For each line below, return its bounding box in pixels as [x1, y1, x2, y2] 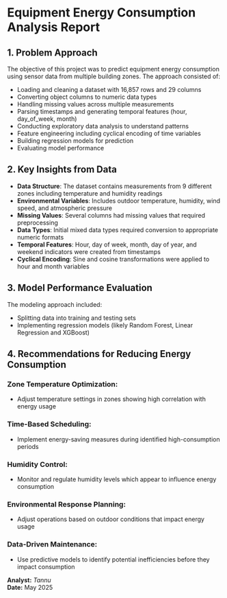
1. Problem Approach [7, 47, 98, 58]
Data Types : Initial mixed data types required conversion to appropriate [16, 225, 219, 234]
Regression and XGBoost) [16, 328, 90, 336]
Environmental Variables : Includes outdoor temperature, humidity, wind [16, 196, 221, 205]
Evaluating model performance [16, 144, 105, 152]
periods [16, 442, 39, 450]
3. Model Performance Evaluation [7, 282, 152, 294]
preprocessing [16, 218, 58, 227]
